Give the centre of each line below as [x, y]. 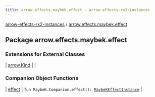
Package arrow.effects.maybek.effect [66, 40]
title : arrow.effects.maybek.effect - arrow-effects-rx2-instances [78, 10]
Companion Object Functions [42, 78]
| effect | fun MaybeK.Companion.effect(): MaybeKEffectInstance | [74, 89]
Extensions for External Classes [45, 54]
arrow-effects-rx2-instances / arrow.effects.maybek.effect [66, 24]
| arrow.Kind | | [21, 65]
